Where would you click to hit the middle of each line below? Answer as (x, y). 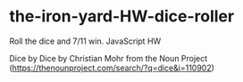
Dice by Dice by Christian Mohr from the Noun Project (109, 58)
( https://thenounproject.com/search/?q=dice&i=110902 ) (112, 68)
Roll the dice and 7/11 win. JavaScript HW (85, 41)
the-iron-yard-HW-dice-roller (122, 16)
